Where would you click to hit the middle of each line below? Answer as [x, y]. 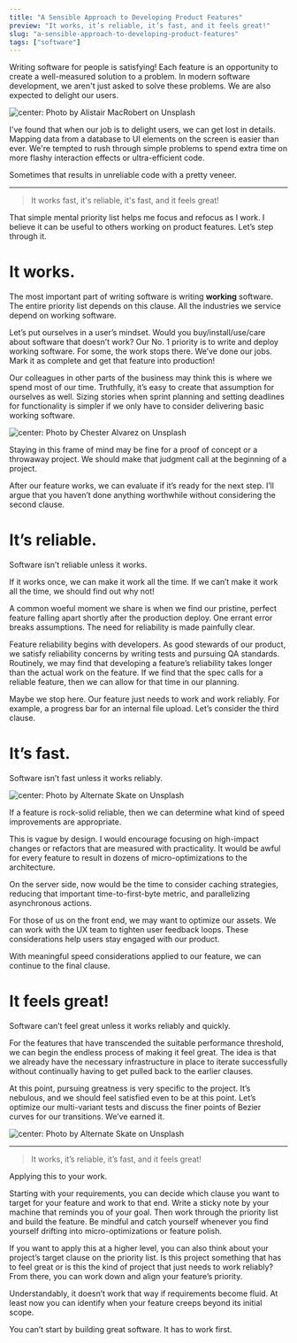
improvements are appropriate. [65, 822]
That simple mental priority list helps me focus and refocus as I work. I [137, 218]
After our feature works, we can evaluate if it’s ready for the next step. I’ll [141, 486]
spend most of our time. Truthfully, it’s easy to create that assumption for [142, 388]
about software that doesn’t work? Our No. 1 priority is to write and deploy [144, 342]
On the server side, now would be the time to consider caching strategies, [144, 885]
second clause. [37, 504]
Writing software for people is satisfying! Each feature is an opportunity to [144, 67]
